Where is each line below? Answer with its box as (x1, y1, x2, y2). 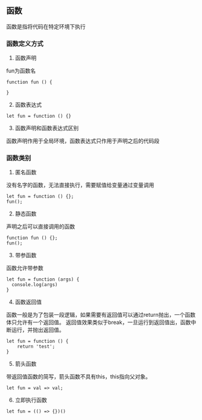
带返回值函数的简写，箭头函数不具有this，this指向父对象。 (6, 373, 151, 380)
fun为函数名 (6, 67, 36, 74)
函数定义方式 (6, 39, 44, 48)
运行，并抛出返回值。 (11, 326, 65, 334)
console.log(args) (11, 282, 58, 288)
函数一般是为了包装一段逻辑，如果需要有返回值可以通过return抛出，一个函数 (6, 311, 196, 319)
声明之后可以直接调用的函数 (6, 223, 75, 231)
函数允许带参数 (6, 264, 43, 272)
